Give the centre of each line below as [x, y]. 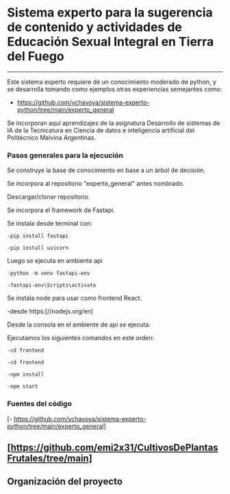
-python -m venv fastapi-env [49, 273]
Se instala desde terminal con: [50, 224]
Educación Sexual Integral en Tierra [111, 42]
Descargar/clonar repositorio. [49, 197]
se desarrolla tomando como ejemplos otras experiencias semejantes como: [115, 89]
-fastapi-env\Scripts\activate [52, 285]
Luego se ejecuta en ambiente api [55, 261]
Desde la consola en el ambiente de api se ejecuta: [79, 325]
